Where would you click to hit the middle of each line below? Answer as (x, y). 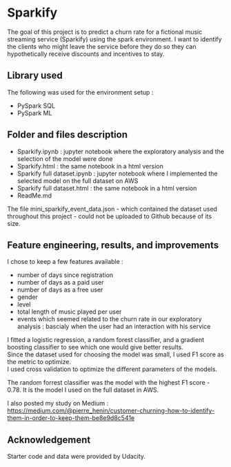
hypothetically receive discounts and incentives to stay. (86, 54)
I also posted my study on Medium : (58, 403)
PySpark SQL (36, 106)
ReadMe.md (34, 196)
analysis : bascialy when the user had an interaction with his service (114, 327)
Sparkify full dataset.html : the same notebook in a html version (107, 188)
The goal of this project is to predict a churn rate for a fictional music (105, 32)
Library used (35, 76)
